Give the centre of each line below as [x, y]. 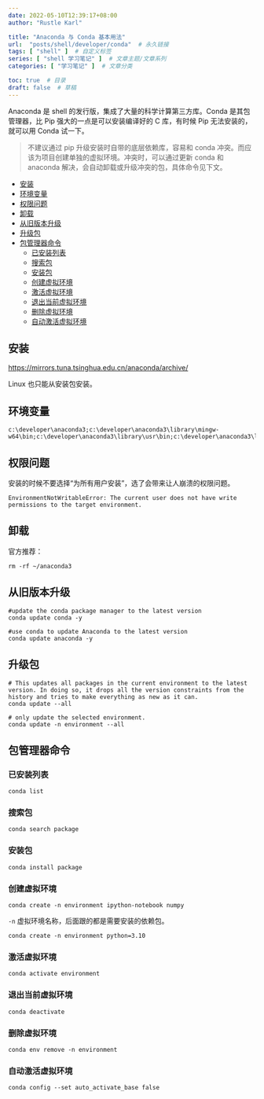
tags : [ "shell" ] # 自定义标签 [60, 52]
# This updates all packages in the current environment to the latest [128, 683]
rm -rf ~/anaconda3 [40, 566]
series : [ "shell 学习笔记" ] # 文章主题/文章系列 [87, 59]
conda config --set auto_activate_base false [84, 1088]
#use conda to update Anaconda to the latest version [98, 631]
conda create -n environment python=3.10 [77, 936]
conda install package [45, 867]
